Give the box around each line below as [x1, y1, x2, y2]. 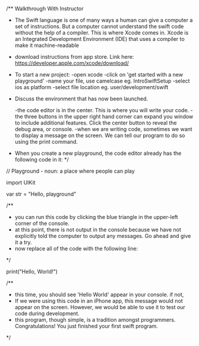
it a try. [14, 239, 32, 246]
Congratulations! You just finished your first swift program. [14, 323, 159, 329]
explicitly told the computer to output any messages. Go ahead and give [14, 233, 191, 239]
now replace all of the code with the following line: [14, 245, 138, 252]
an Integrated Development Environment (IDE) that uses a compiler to [14, 36, 185, 42]
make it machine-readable [14, 42, 79, 49]
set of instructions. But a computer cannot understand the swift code [14, 23, 184, 30]
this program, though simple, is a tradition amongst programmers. [14, 316, 176, 323]
